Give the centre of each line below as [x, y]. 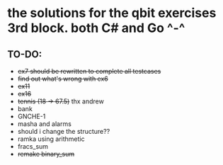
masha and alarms [45, 124]
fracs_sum [33, 146]
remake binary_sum [46, 154]
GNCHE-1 [32, 116]
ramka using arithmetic [51, 139]
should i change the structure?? [64, 131]
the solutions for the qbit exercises [112, 13]
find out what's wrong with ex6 [63, 79]
